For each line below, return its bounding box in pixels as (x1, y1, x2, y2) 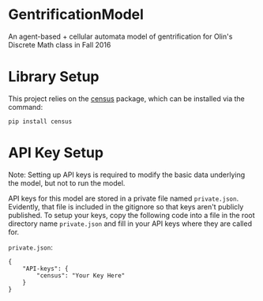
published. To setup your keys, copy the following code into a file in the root (8, 210, 255, 220)
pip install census (8, 117, 73, 126)
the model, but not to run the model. (8, 178, 126, 187)
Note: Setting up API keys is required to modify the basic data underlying (8, 170, 246, 179)
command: (8, 102, 43, 111)
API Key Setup (8, 144, 104, 162)
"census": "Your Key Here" (36, 271, 126, 280)
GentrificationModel (8, 6, 145, 24)
